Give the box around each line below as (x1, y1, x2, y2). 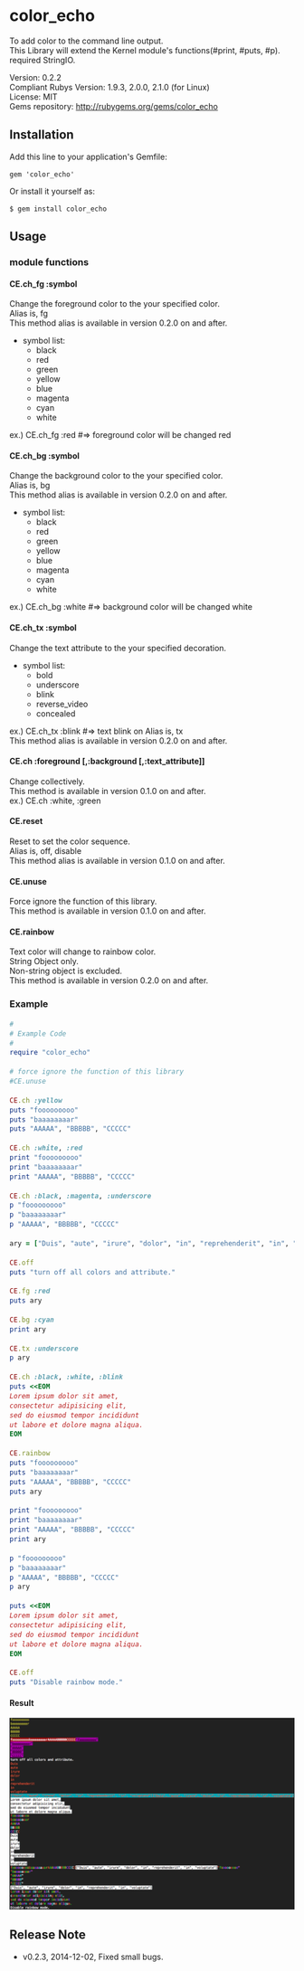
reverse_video (35, 698, 89, 709)
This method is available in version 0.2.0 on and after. (9, 975, 209, 986)
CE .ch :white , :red (9, 1143, 83, 1153)
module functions (9, 256, 89, 269)
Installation (9, 128, 74, 143)
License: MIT (9, 91, 58, 102)
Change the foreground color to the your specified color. (9, 298, 220, 309)
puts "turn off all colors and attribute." (9, 1267, 176, 1276)
